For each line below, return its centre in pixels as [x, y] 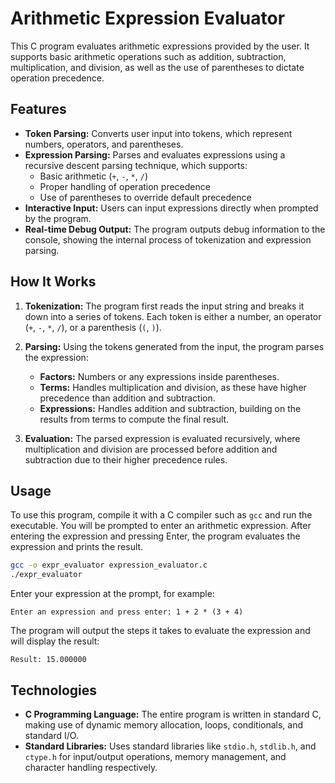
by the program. [58, 218]
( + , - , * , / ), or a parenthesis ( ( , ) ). [93, 327]
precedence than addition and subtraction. [127, 398]
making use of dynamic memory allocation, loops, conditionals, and [164, 724]
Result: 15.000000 [48, 660]
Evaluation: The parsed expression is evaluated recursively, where [162, 438]
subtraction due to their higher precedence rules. [126, 459]
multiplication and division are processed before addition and [151, 449]
